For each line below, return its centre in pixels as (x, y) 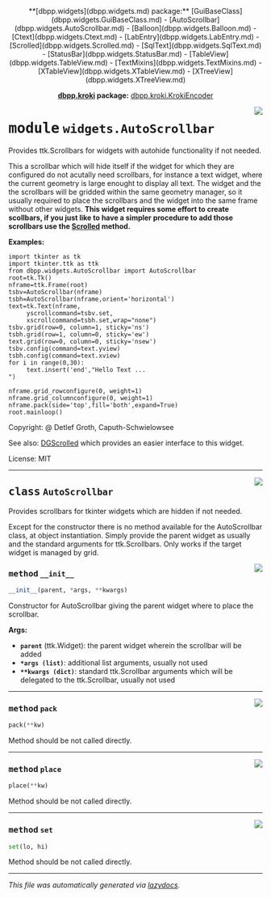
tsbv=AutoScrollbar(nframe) (56, 292)
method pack (33, 708)
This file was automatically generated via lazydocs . (94, 885)
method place (35, 769)
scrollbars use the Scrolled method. (69, 226)
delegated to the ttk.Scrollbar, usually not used (98, 680)
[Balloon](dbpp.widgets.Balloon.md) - (194, 28)
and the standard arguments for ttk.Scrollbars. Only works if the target (125, 544)
